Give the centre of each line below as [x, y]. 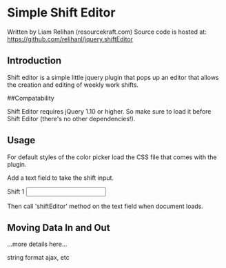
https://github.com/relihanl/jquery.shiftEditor [70, 39]
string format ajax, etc [39, 258]
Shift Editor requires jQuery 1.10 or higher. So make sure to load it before [109, 111]
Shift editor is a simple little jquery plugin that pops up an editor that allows [113, 77]
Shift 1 [16, 192]
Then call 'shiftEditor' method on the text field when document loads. [105, 206]
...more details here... [37, 244]
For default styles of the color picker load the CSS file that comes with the [112, 157]
